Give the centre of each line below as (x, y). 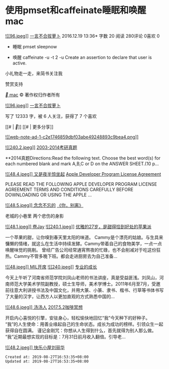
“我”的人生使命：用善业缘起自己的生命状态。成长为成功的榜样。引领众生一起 (84, 324)
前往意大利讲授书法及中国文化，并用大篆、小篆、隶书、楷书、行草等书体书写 (84, 290)
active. (19, 63)
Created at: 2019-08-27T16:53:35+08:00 (47, 357)
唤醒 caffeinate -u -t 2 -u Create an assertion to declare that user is (82, 57)
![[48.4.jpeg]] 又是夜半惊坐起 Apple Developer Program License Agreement (83, 174)
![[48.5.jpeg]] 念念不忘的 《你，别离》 (45, 205)
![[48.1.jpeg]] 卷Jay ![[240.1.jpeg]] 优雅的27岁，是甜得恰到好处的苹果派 (78, 227)
